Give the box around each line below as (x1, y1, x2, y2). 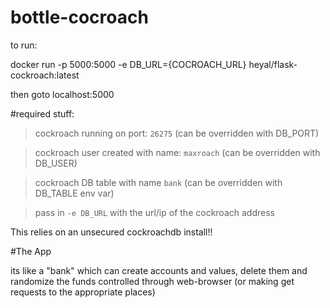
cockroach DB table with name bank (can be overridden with (34, 176, 283, 188)
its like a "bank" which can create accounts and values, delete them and (10, 264, 308, 276)
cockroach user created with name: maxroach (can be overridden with (34, 146, 321, 158)
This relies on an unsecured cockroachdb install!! (10, 226, 213, 238)
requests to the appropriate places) (10, 286, 156, 298)
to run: (10, 39, 38, 51)
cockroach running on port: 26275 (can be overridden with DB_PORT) (34, 127, 320, 139)
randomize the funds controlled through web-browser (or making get (10, 275, 295, 287)
